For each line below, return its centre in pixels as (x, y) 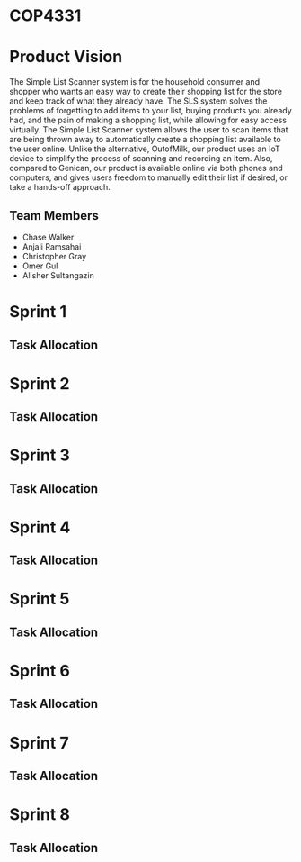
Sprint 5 (40, 599)
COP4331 (45, 16)
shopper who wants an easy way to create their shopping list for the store (146, 92)
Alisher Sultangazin (58, 275)
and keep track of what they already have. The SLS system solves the (138, 101)
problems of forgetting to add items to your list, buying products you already (150, 111)
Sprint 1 (38, 312)
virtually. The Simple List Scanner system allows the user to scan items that (149, 130)
